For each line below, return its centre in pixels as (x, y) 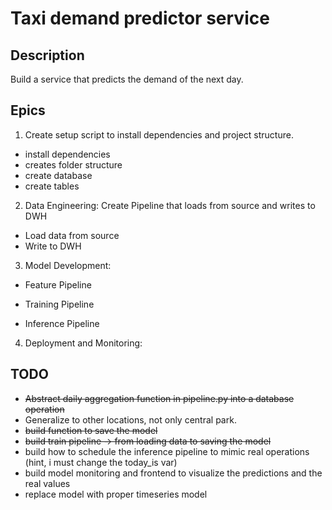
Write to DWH (53, 246)
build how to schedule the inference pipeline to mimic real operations (167, 451)
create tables (52, 186)
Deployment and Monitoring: (83, 343)
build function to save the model (91, 430)
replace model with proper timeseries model (116, 494)
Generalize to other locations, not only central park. (130, 419)
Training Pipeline (59, 304)
